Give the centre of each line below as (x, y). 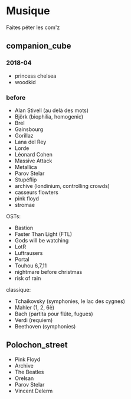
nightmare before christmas (48, 272)
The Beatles (29, 372)
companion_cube (39, 46)
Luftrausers (29, 253)
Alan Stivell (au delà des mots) (52, 110)
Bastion (24, 228)
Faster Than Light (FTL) (43, 234)
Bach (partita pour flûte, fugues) (54, 314)
